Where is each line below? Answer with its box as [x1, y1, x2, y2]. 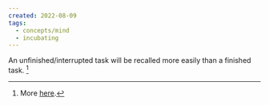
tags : [8, 19, 26, 27]
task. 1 [8, 64, 30, 75]
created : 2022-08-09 [8, 11, 78, 20]
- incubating [15, 33, 59, 42]
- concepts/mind [15, 26, 70, 34]
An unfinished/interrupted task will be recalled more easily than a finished [8, 56, 251, 65]
